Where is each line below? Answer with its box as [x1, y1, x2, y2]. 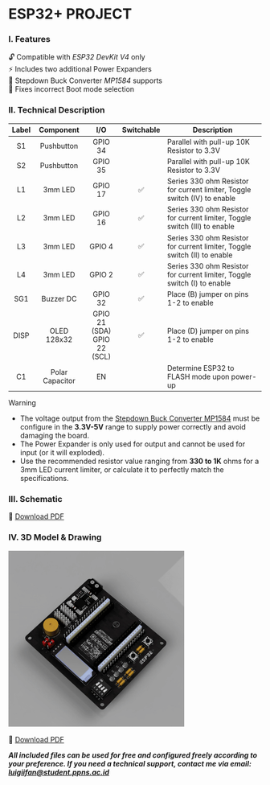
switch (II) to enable [167, 250, 233, 260]
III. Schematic [8, 493, 63, 504]
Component [39, 125, 80, 135]
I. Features [8, 34, 51, 45]
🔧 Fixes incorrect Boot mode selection [8, 84, 135, 94]
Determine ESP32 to [167, 363, 235, 372]
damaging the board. [19, 431, 90, 441]
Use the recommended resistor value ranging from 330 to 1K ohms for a [19, 456, 260, 466]
